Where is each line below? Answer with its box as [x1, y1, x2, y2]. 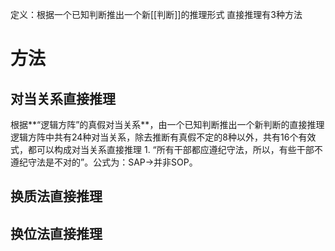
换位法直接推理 [10, 225, 103, 242]
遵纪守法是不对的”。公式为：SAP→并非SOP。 [10, 156, 198, 168]
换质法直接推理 [10, 188, 103, 205]
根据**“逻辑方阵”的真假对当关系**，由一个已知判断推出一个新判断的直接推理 [10, 119, 325, 130]
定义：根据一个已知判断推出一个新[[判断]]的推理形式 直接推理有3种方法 [10, 9, 303, 20]
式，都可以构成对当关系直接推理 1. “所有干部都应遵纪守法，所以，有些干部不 [10, 144, 323, 155]
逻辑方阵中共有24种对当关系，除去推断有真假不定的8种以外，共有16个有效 [10, 131, 317, 143]
